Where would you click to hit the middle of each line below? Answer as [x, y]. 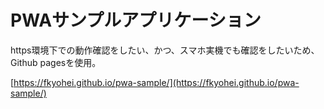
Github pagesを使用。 [56, 62]
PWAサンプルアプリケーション [136, 20]
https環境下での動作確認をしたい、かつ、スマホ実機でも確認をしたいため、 [165, 50]
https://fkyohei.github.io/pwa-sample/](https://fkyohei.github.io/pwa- [156, 82]
